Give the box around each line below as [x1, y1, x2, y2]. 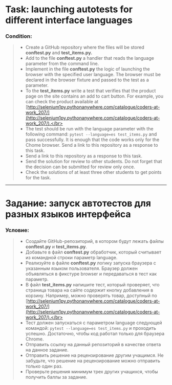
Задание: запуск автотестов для [5, 197, 151, 209]
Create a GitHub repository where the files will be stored [25, 44, 144, 51]
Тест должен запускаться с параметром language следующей [25, 320, 162, 326]
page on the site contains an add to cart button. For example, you [25, 93, 164, 99]
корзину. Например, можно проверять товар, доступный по [25, 292, 157, 299]
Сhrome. [25, 336, 44, 342]
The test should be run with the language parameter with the [25, 126, 154, 132]
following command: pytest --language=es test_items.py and [25, 131, 157, 138]
